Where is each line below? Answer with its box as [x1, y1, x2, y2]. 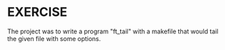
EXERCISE [7, 4, 68, 20]
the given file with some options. [7, 34, 101, 42]
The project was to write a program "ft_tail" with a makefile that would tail [7, 27, 219, 35]
